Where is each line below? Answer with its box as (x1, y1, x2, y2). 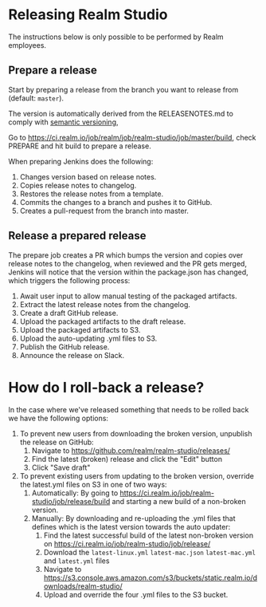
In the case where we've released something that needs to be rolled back (8, 404, 249, 414)
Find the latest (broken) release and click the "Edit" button (31, 454, 223, 463)
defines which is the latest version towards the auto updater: (31, 522, 231, 531)
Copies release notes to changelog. (19, 180, 137, 190)
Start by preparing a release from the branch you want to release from (8, 85, 239, 94)
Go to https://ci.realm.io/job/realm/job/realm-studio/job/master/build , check (8, 132, 256, 142)
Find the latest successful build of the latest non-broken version (43, 530, 253, 540)
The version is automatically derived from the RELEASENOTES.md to (8, 108, 233, 118)
